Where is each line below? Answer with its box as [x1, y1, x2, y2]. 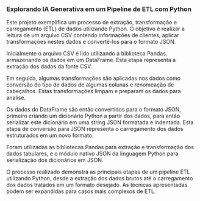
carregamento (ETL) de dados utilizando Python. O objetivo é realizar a [6, 25, 185, 32]
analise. [6, 94, 26, 102]
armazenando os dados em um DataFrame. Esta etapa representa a [6, 57, 176, 64]
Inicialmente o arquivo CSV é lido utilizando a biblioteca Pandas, [6, 50, 168, 57]
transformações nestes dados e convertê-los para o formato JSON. [6, 38, 176, 46]
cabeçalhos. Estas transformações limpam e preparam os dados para [6, 88, 181, 95]
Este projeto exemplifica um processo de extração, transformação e [6, 19, 177, 26]
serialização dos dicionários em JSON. [6, 157, 104, 164]
